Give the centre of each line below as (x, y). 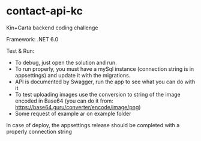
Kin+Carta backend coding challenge (52, 28)
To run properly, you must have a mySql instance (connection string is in (104, 69)
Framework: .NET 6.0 (32, 39)
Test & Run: (20, 51)
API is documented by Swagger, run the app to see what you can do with (105, 82)
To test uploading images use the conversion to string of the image (98, 94)
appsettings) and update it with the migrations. (73, 75)
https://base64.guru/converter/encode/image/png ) (78, 107)
